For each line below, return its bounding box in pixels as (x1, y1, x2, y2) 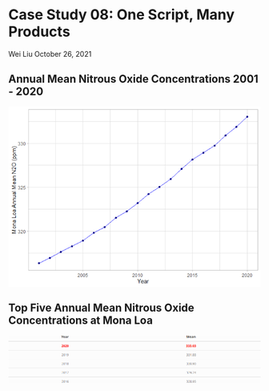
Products (8, 22, 70, 41)
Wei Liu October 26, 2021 (8, 49, 92, 58)
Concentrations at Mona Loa (8, 314, 154, 328)
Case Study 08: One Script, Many (8, 6, 235, 24)
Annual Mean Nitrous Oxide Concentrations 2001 (8, 72, 259, 86)
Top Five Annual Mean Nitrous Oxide (8, 301, 195, 315)
